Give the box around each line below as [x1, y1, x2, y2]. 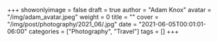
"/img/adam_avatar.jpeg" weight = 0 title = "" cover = [7, 13, 159, 21]
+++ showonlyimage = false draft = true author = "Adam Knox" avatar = [7, 6, 212, 14]
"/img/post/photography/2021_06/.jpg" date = [7, 20, 138, 28]
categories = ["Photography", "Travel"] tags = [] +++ [28, 27, 179, 35]
